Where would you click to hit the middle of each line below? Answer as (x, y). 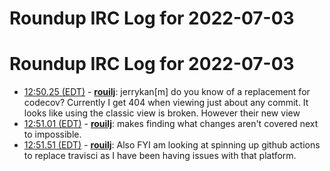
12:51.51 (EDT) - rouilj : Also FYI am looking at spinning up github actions (172, 145)
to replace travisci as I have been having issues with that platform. (160, 156)
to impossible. (52, 134)
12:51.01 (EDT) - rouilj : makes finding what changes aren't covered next (171, 124)
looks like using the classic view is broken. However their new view (162, 113)
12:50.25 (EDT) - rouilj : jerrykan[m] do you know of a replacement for (167, 92)
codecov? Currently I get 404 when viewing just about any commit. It (166, 103)
